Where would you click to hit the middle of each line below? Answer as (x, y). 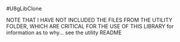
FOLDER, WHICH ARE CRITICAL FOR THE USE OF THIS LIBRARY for (90, 26)
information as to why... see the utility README (64, 33)
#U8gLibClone (24, 9)
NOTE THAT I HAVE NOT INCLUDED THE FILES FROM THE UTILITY (89, 20)
